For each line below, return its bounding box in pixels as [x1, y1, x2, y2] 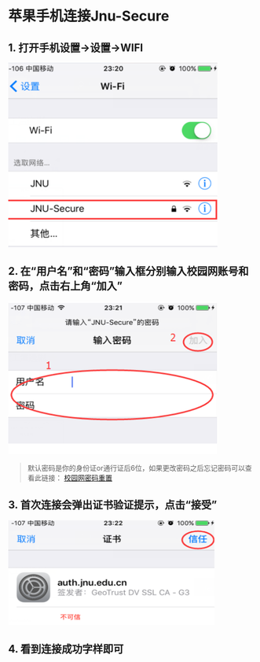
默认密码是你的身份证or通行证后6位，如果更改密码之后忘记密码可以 [27, 463, 246, 472]
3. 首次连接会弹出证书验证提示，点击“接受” [8, 498, 218, 512]
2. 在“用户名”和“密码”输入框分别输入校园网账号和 [8, 264, 249, 278]
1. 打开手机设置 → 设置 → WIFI [8, 41, 144, 54]
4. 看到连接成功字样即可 [8, 642, 124, 656]
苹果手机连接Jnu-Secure [8, 7, 170, 25]
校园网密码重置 [64, 473, 112, 483]
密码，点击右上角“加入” [8, 279, 123, 293]
